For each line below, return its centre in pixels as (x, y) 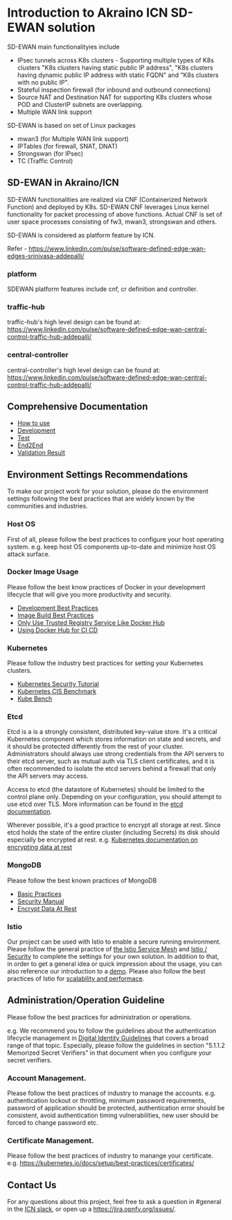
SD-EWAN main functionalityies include (63, 47)
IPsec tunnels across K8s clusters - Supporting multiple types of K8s (116, 60)
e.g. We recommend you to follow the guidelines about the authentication (112, 1030)
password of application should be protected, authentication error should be (116, 1108)
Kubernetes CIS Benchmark (57, 692)
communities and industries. (47, 506)
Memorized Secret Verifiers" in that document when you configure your (109, 1053)
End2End (30, 445)
